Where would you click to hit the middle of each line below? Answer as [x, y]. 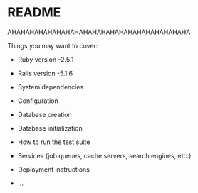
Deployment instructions [54, 169]
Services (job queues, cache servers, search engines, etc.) [104, 155]
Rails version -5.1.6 [45, 73]
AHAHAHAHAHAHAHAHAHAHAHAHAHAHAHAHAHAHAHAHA [99, 32]
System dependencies [51, 87]
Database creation [45, 114]
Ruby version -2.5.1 [46, 59]
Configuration [38, 101]
